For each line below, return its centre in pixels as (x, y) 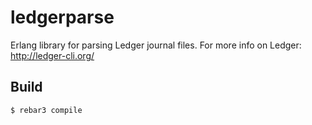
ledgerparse (62, 17)
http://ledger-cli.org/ (52, 55)
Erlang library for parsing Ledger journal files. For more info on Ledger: (156, 45)
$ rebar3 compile (46, 110)
